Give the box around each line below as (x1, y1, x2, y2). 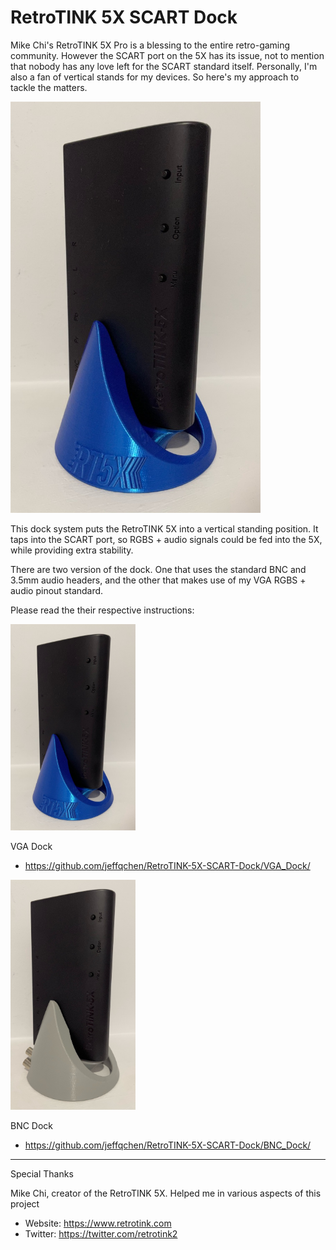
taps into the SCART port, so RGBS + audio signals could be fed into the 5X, (10, 534, 323, 546)
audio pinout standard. (10, 585, 104, 597)
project (10, 1198, 40, 1210)
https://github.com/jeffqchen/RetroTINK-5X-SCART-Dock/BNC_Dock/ (24, 1139, 312, 1151)
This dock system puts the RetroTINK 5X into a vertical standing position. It (10, 523, 319, 535)
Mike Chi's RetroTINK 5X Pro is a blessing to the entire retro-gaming (10, 39, 291, 51)
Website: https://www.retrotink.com (24, 1217, 172, 1230)
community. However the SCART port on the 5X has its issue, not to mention (10, 49, 325, 61)
